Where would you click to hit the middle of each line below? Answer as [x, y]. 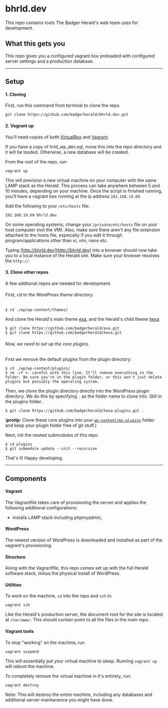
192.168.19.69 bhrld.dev [31, 215]
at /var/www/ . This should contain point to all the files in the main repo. [77, 620]
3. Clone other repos [27, 272]
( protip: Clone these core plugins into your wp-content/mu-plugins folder [80, 420]
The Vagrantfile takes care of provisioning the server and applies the [76, 502]
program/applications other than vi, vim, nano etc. [57, 240]
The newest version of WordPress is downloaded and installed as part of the [84, 540]
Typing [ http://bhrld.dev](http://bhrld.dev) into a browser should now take [81, 250]
